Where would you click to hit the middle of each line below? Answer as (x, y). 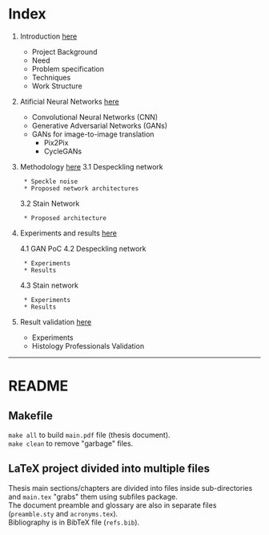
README (38, 386)
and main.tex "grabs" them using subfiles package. (93, 496)
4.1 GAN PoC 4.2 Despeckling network (83, 248)
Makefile (31, 416)
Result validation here (56, 321)
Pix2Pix (56, 142)
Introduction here (48, 36)
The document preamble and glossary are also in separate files (112, 505)
